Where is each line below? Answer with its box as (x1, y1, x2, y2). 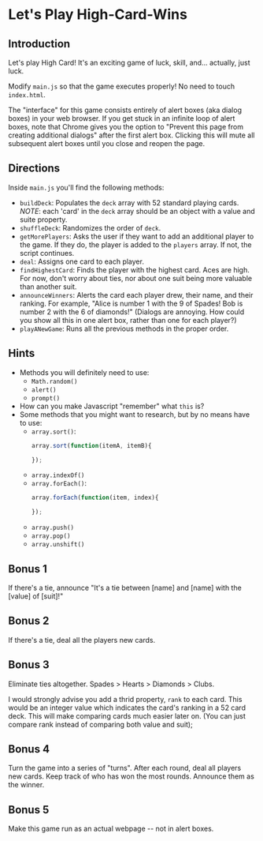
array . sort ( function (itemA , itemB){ (31, 441, 152, 449)
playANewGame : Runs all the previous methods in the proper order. (19, 324, 229, 333)
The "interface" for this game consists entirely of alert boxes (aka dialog (8, 105, 243, 115)
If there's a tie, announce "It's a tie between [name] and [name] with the (8, 583, 242, 592)
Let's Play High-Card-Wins (8, 6, 187, 24)
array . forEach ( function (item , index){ (31, 494, 159, 502)
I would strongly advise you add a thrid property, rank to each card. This (8, 694, 243, 704)
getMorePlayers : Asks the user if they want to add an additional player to (19, 231, 254, 241)
